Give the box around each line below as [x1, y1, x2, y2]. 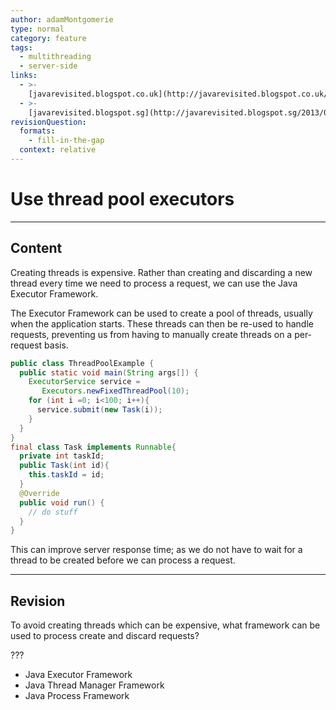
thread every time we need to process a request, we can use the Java [10, 277, 298, 289]
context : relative [19, 145, 97, 155]
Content [10, 240, 63, 257]
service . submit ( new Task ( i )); [36, 405, 163, 415]
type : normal [10, 24, 65, 34]
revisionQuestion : [10, 117, 87, 127]
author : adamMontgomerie [10, 14, 114, 25]
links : [10, 71, 38, 81]
